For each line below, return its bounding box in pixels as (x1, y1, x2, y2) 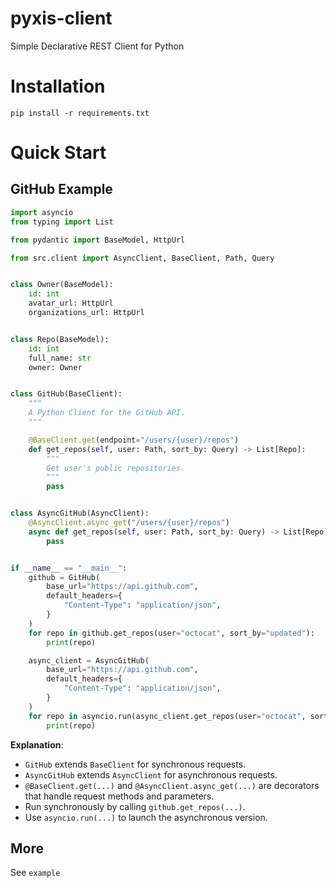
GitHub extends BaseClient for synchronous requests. (24, 758, 247, 770)
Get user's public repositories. (46, 463, 186, 473)
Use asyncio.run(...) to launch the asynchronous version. (24, 811, 268, 823)
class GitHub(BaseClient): (10, 389, 123, 399)
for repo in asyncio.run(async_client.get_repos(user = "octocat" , (28, 711, 307, 721)
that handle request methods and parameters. (24, 790, 215, 802)
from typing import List (10, 217, 114, 227)
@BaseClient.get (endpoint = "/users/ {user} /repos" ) (28, 435, 240, 445)
